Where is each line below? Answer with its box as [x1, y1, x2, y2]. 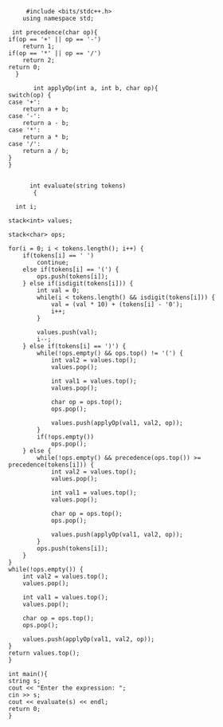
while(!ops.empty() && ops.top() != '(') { [37, 349, 183, 357]
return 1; [22, 42, 56, 50]
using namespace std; [22, 14, 94, 22]
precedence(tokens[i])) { [8, 461, 94, 469]
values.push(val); [37, 328, 98, 336]
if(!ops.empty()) [37, 433, 94, 441]
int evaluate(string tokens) [29, 182, 127, 190]
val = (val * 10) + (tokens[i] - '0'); [50, 301, 183, 308]
